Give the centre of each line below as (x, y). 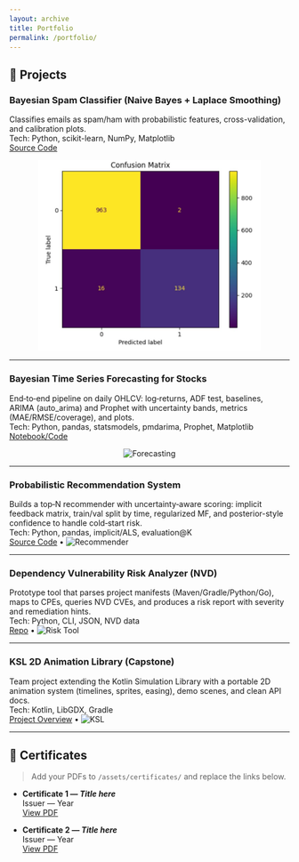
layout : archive (39, 19)
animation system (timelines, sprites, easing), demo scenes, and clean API (145, 690)
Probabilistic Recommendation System (95, 485)
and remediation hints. (50, 612)
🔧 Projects (38, 74)
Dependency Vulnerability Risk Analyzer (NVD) (113, 573)
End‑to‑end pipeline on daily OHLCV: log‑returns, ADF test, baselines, (137, 398)
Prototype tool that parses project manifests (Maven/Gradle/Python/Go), (141, 592)
